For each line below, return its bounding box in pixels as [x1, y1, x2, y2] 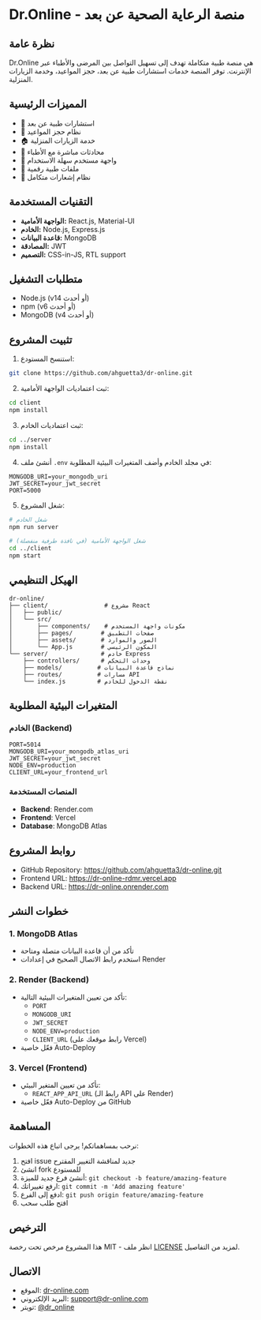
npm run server [9, 523, 59, 531]
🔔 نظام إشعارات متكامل [20, 172, 91, 182]
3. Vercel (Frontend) [9, 1062, 88, 1073]
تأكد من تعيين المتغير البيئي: [20, 1080, 101, 1089]
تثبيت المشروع [9, 333, 73, 347]
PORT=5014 [9, 741, 42, 748]
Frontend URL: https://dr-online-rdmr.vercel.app [20, 873, 177, 883]
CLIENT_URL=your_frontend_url [9, 768, 109, 776]
